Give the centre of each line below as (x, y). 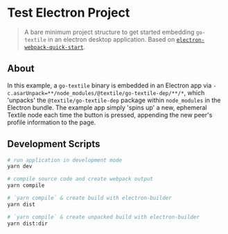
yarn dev (20, 167)
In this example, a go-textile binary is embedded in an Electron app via (109, 85)
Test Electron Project (69, 13)
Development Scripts (54, 144)
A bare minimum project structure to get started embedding (109, 32)
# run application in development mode (65, 160)
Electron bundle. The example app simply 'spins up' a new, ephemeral (107, 107)
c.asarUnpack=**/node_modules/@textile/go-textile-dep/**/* (96, 93)
